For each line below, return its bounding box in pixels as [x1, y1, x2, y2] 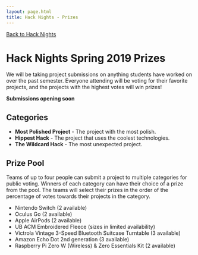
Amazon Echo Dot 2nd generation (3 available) [14, 236, 130, 243]
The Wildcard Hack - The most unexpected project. [14, 141, 143, 148]
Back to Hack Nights [6, 30, 56, 37]
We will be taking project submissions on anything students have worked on [6, 71, 193, 78]
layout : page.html [6, 8, 52, 15]
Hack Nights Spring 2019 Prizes [6, 51, 166, 65]
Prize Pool [6, 158, 45, 168]
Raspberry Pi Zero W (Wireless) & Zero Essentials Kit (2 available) [14, 242, 175, 250]
